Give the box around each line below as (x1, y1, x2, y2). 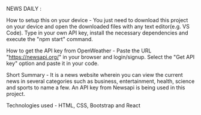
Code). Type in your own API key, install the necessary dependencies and (6, 29, 188, 36)
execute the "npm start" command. (6, 36, 93, 42)
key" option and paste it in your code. (6, 60, 99, 67)
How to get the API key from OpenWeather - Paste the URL (6, 47, 152, 54)
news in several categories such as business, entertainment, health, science (6, 77, 195, 85)
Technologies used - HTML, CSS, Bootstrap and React (6, 102, 141, 109)
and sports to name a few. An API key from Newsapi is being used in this (6, 84, 185, 91)
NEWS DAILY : (6, 5, 42, 12)
